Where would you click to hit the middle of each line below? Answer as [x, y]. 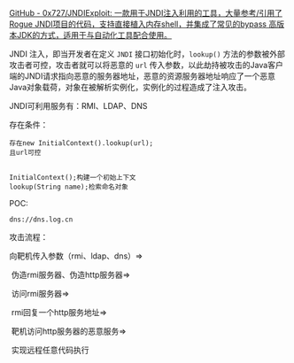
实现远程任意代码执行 [50, 350]
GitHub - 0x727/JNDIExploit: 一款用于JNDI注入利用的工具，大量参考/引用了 [146, 13]
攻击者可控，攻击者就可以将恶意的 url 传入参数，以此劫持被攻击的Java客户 [146, 65]
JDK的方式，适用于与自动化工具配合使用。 [94, 35]
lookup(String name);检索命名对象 [69, 187]
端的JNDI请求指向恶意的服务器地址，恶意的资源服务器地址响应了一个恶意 [143, 76]
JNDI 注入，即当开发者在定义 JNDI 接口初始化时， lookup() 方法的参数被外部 [147, 54]
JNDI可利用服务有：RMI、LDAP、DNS [78, 106]
